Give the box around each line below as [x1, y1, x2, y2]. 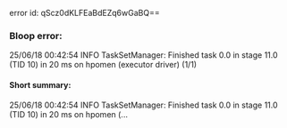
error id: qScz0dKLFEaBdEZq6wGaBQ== [9, 8, 160, 18]
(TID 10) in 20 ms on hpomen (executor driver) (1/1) [9, 60, 198, 70]
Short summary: [9, 79, 72, 90]
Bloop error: [9, 29, 63, 42]
